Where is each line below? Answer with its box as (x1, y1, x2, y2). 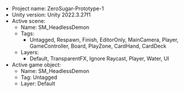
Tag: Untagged (20, 74, 58, 81)
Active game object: (11, 61, 61, 68)
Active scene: (11, 18, 46, 24)
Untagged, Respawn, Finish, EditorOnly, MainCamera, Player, (29, 36, 179, 43)
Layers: (20, 49, 39, 55)
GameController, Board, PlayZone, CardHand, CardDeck (29, 42, 167, 49)
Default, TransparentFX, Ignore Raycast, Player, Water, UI (29, 55, 169, 62)
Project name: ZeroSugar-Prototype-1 (11, 5, 104, 12)
